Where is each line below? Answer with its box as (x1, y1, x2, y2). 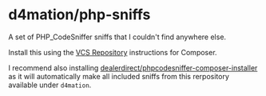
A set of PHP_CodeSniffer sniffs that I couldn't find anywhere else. (8, 32, 226, 42)
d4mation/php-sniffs (8, 6, 151, 24)
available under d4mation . (8, 80, 92, 90)
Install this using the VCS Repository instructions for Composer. (8, 47, 217, 57)
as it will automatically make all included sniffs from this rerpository (8, 71, 230, 81)
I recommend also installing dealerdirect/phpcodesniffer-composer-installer (8, 62, 258, 73)
